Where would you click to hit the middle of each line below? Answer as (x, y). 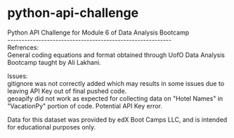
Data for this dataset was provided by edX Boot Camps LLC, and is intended (117, 119)
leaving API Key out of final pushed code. (67, 91)
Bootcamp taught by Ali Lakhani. (54, 62)
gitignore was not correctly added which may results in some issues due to (116, 83)
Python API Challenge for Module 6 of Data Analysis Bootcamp (98, 32)
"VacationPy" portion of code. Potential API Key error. (85, 106)
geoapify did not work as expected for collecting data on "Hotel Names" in (115, 98)
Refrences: (23, 47)
